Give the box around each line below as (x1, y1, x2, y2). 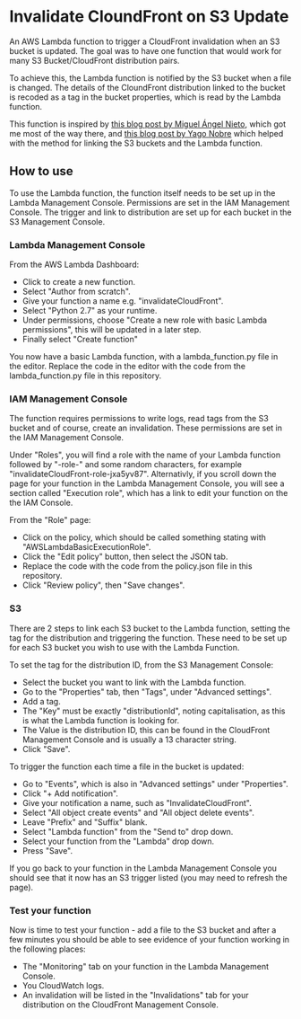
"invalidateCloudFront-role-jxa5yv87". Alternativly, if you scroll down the (9, 469, 277, 480)
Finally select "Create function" (21, 334, 139, 345)
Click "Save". (21, 743, 71, 754)
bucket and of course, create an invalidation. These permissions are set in (9, 422, 283, 433)
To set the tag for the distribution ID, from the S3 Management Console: (9, 659, 274, 670)
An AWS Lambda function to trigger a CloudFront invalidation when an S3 (9, 36, 280, 47)
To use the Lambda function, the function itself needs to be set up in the (9, 187, 276, 199)
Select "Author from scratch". (21, 286, 132, 297)
